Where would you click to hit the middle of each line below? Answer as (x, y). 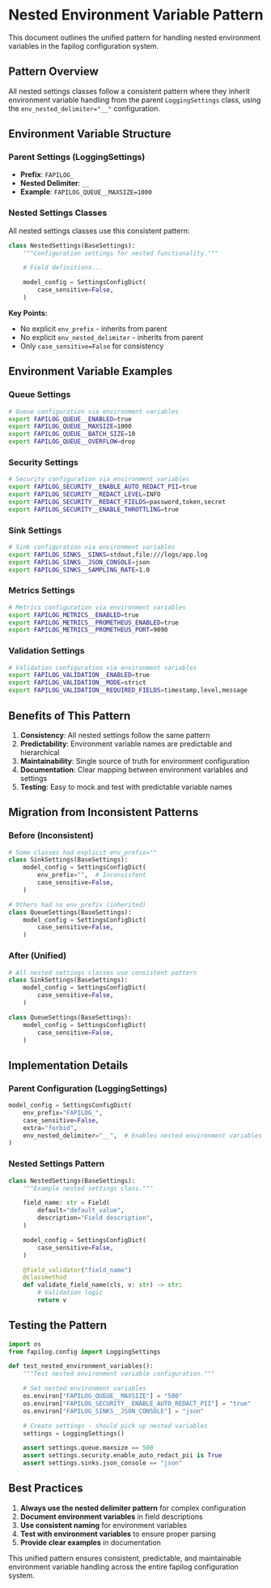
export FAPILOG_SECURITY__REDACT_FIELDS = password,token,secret (117, 502)
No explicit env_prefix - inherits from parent (93, 328)
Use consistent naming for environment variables (104, 1525)
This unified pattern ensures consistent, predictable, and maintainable (125, 1558)
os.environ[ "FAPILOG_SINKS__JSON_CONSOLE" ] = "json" (114, 1411)
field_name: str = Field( (67, 1203)
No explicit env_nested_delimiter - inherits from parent (112, 337)
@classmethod (45, 1277)
